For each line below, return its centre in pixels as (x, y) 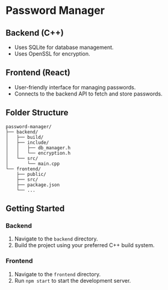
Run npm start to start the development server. (73, 280)
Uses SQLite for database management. (64, 47)
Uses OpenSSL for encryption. (52, 54)
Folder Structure (37, 113)
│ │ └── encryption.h (38, 153)
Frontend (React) (38, 73)
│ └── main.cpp (33, 164)
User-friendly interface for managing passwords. (75, 87)
